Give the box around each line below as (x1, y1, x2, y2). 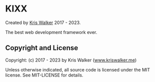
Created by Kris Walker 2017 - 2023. (5, 19, 81, 25)
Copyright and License (5, 43, 78, 52)
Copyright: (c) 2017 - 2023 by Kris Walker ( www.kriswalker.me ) (5, 57, 137, 63)
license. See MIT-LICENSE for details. (5, 72, 83, 78)
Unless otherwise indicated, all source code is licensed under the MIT (5, 66, 150, 72)
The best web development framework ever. (5, 29, 97, 35)
